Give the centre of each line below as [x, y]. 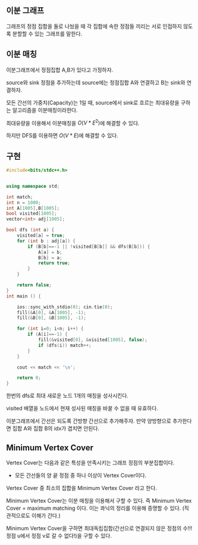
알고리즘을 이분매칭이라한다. [45, 110]
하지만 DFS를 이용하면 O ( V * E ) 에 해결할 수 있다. [62, 135]
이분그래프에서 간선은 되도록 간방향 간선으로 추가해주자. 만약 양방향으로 [89, 421]
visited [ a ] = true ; [41, 236]
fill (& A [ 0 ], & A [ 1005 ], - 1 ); [51, 312]
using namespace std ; [33, 186]
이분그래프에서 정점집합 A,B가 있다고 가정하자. [60, 70]
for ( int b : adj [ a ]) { [46, 241]
